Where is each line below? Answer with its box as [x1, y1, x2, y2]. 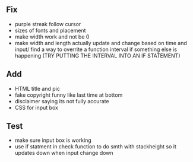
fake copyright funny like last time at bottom [14, 91, 123, 99]
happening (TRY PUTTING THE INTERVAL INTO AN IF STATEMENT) [14, 52, 181, 59]
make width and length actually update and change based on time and [14, 39, 187, 46]
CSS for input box [14, 104, 58, 111]
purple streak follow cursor [14, 20, 81, 27]
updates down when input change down [14, 150, 114, 157]
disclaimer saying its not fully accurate [14, 97, 109, 104]
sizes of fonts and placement [14, 27, 86, 34]
